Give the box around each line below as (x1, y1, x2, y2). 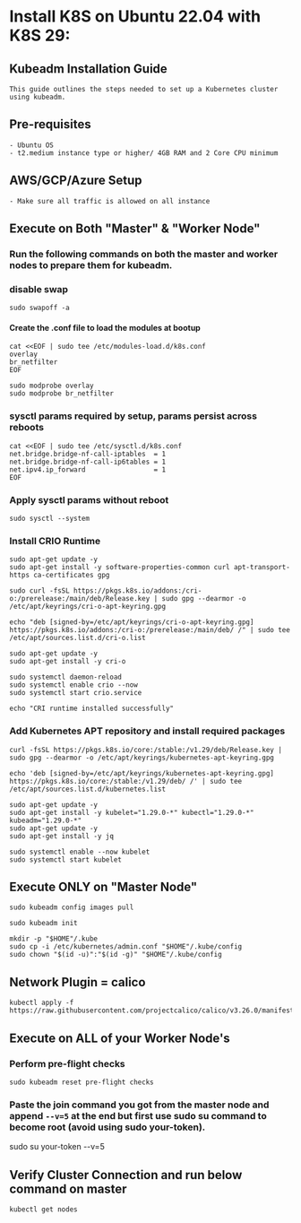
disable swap (9, 282, 69, 295)
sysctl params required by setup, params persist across (9, 410, 258, 422)
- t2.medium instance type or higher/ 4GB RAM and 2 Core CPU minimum (9, 148, 279, 158)
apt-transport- (233, 563, 291, 572)
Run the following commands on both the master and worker (9, 247, 279, 260)
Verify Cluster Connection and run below (9, 1167, 243, 1183)
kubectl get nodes (9, 1205, 78, 1214)
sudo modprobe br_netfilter (9, 389, 115, 398)
